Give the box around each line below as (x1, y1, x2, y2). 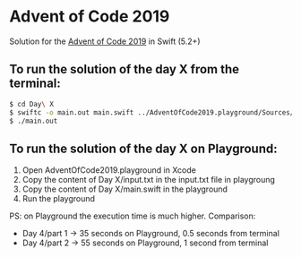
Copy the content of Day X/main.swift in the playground (21, 184, 228, 194)
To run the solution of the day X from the (9, 62, 240, 77)
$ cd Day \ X (9, 99, 54, 108)
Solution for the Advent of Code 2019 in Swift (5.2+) (9, 36, 201, 47)
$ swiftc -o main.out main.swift (9, 107, 134, 117)
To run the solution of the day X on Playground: (9, 141, 278, 156)
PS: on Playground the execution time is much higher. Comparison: (9, 210, 256, 221)
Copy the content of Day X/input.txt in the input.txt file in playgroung (21, 175, 276, 185)
